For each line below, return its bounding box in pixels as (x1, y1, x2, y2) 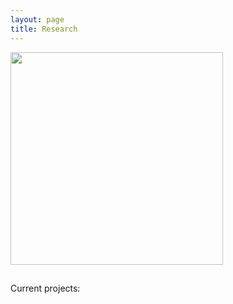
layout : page (10, 14, 65, 25)
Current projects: (10, 282, 81, 294)
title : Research (10, 24, 78, 34)
